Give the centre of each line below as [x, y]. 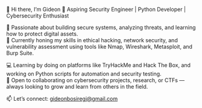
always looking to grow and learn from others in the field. [77, 87]
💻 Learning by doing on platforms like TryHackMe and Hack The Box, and [99, 65]
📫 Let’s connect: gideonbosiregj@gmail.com [62, 99]
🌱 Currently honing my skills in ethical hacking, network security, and [92, 40]
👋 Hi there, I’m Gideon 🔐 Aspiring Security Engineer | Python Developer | [96, 9]
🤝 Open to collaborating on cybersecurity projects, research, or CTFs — [96, 80]
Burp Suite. [20, 53]
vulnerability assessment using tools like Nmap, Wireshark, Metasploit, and [99, 46]
